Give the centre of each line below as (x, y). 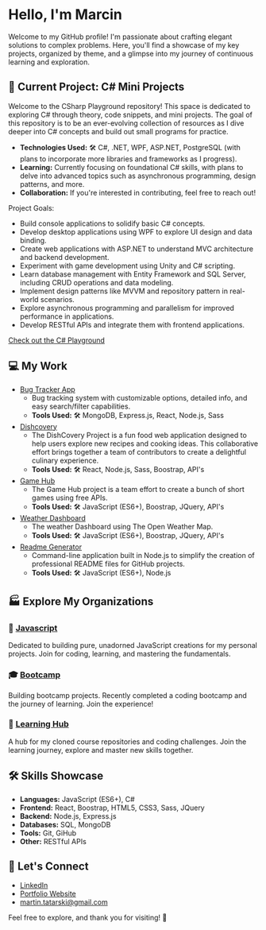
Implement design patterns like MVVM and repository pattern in (124, 291)
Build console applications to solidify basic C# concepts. (112, 223)
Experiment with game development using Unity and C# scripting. (127, 265)
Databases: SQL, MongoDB (65, 824)
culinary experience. (65, 460)
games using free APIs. (69, 498)
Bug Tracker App (47, 389)
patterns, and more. (52, 184)
